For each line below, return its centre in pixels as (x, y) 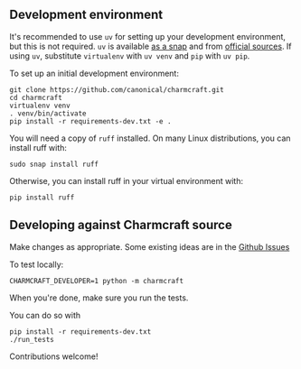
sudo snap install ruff (54, 164)
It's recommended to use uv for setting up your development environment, (148, 36)
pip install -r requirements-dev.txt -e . (90, 121)
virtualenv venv (40, 106)
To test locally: (37, 264)
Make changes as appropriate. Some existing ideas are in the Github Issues (150, 246)
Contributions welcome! (54, 356)
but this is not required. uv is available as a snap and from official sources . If (150, 46)
